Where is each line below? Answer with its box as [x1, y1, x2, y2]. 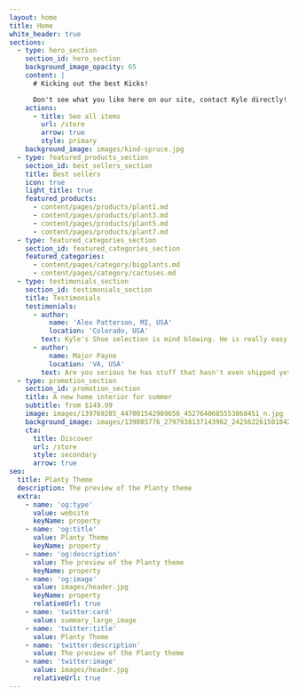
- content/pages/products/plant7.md [32, 228, 169, 236]
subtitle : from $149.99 [25, 401, 114, 410]
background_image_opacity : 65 [25, 63, 137, 72]
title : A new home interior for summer [25, 393, 173, 402]
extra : [17, 492, 42, 500]
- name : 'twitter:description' [25, 641, 141, 650]
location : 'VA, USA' [48, 359, 125, 369]
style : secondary [32, 451, 98, 460]
